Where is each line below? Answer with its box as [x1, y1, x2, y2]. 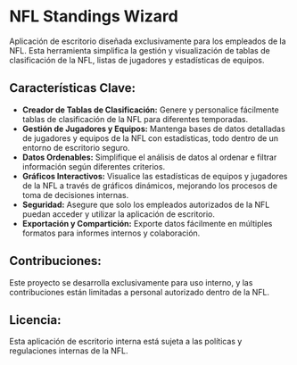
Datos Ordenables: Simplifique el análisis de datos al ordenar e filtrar [21, 152, 277, 162]
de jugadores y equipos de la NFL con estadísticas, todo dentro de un [21, 132, 279, 144]
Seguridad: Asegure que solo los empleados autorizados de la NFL [21, 199, 270, 210]
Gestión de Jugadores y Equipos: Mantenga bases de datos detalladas [21, 123, 285, 134]
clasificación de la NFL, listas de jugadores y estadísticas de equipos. [9, 54, 265, 65]
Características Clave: [9, 80, 136, 95]
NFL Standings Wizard [9, 6, 178, 27]
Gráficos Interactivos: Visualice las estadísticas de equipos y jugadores [21, 170, 288, 181]
